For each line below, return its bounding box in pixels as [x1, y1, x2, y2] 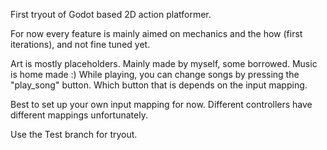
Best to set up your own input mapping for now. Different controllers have [10, 99, 313, 110]
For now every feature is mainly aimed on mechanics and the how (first [10, 28, 303, 39]
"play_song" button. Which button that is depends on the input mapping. [10, 79, 308, 91]
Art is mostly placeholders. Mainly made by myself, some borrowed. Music [10, 58, 318, 69]
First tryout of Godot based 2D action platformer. [10, 9, 212, 20]
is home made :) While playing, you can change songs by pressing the [10, 69, 300, 80]
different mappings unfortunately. [10, 109, 148, 121]
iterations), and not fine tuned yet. [10, 39, 151, 50]
